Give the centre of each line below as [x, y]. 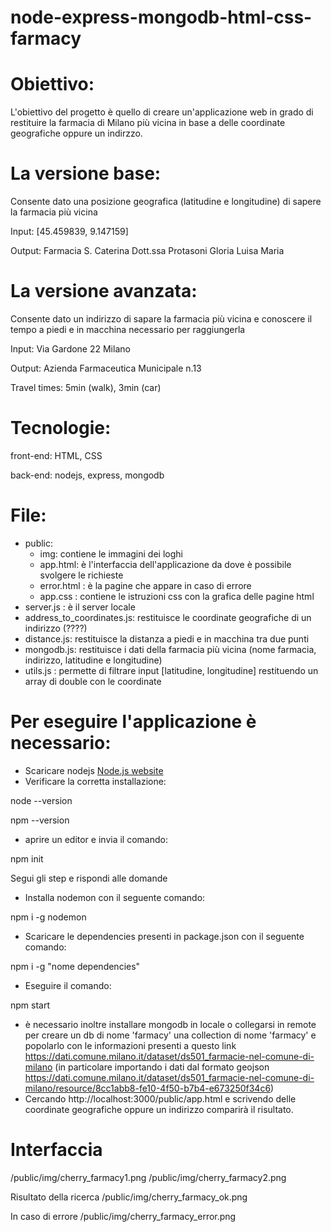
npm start [30, 1005]
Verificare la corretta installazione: [95, 781]
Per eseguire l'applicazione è [133, 722]
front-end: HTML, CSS [56, 455]
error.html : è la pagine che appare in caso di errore [145, 585]
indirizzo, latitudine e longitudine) [93, 660]
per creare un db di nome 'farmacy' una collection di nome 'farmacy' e [170, 1035]
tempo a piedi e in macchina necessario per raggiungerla [128, 329]
